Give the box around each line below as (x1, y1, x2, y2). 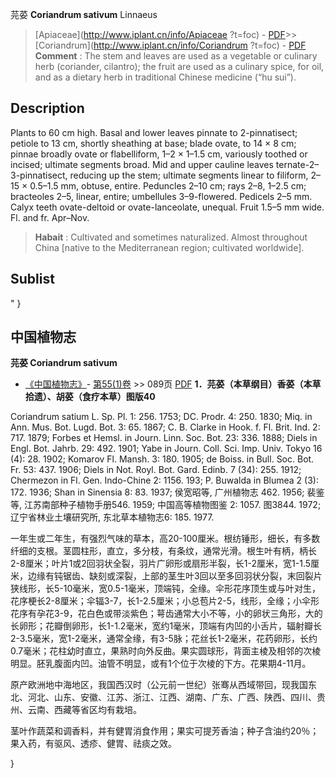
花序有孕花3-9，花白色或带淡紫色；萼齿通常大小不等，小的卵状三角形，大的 (10, 608, 323, 620)
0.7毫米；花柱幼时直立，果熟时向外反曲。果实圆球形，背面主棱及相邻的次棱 (10, 645, 322, 657)
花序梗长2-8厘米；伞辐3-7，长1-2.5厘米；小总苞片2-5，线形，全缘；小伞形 (10, 595, 320, 607)
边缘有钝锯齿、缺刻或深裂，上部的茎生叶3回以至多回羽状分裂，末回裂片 (27, 570, 323, 582)
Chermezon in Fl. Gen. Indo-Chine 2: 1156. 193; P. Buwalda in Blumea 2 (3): (10, 474, 319, 487)
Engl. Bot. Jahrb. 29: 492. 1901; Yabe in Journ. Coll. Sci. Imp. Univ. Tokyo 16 (10, 443, 323, 455)
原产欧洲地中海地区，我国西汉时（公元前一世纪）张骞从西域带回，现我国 (10, 679, 308, 691)
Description (10, 100, 85, 117)
